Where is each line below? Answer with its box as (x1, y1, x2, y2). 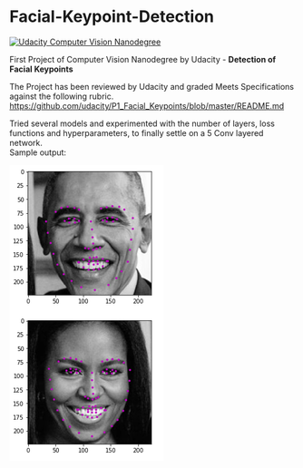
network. (9, 137, 44, 148)
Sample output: (9, 147, 66, 158)
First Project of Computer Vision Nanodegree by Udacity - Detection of (9, 54, 277, 64)
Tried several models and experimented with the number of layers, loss (9, 118, 275, 129)
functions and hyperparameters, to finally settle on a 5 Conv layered (9, 127, 264, 138)
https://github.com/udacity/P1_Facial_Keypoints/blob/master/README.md (9, 100, 284, 111)
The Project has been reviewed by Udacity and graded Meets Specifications (9, 81, 295, 92)
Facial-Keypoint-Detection (9, 6, 215, 27)
